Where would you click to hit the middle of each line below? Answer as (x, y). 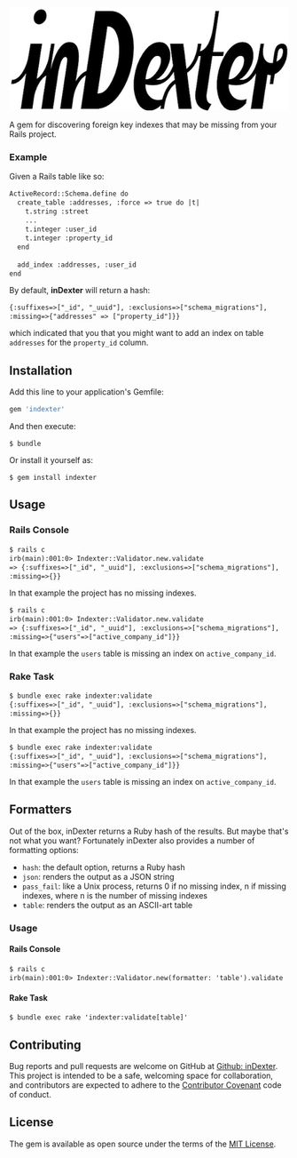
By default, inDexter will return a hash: (80, 291)
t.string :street (57, 212)
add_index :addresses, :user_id (77, 265)
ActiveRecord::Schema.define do (69, 194)
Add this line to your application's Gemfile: (86, 392)
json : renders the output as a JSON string (98, 876)
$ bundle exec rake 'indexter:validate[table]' (99, 1018)
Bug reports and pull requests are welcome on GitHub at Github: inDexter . (144, 1066)
